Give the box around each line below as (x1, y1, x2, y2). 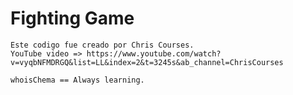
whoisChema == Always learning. (10, 75, 145, 85)
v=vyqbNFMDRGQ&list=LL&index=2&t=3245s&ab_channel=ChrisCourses (10, 57, 284, 67)
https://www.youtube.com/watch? (86, 48, 222, 59)
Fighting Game (10, 7, 135, 30)
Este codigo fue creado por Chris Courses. (10, 40, 195, 50)
